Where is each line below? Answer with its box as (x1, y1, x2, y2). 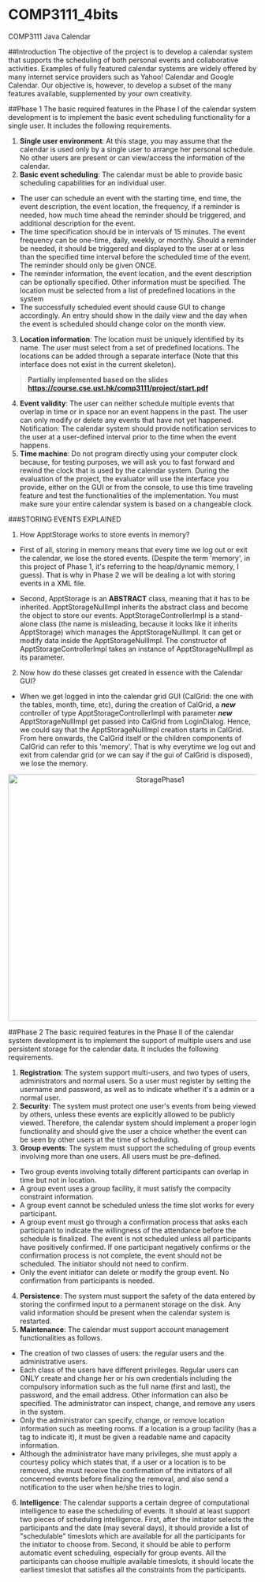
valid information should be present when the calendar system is (19, 1307, 230, 1317)
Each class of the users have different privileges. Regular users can (19, 1365, 239, 1374)
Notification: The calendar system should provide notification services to (19, 424, 256, 433)
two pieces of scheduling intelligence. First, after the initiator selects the (19, 1514, 255, 1524)
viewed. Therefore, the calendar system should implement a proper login (19, 1118, 256, 1128)
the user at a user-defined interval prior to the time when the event (19, 432, 237, 441)
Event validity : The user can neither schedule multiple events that (19, 398, 235, 408)
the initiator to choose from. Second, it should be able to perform (19, 1539, 231, 1549)
